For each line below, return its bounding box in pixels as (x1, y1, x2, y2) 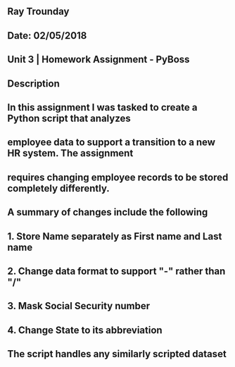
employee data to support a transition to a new (7, 137, 216, 149)
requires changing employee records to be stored (7, 171, 229, 183)
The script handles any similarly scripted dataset (7, 348, 227, 360)
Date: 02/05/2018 (7, 30, 87, 42)
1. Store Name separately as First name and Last (7, 230, 222, 242)
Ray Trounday (7, 6, 70, 18)
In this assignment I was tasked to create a (7, 101, 198, 113)
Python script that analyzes (7, 112, 132, 124)
